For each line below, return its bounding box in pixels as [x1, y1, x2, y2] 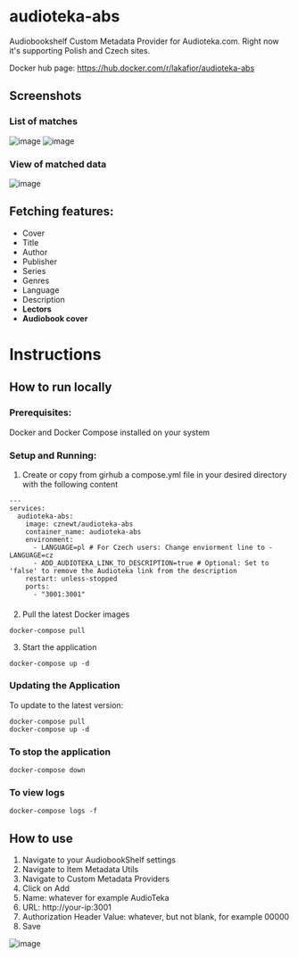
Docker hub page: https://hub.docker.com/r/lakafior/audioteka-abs [9, 62, 255, 73]
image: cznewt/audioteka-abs [25, 520, 134, 529]
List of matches [9, 115, 79, 128]
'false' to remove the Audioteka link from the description [9, 566, 238, 575]
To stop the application [9, 746, 112, 758]
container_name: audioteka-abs [25, 527, 142, 537]
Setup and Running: [9, 449, 97, 462]
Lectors [21, 304, 52, 314]
